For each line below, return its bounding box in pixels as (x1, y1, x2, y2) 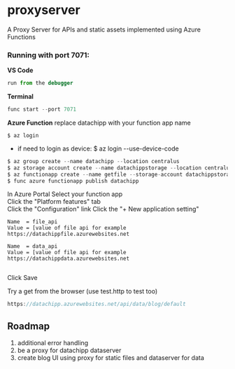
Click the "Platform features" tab (7, 197, 101, 206)
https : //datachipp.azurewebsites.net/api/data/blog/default (7, 300, 187, 308)
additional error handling (17, 339, 89, 347)
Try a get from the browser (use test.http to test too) (7, 287, 158, 295)
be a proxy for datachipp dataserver (17, 346, 122, 355)
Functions (7, 32, 36, 41)
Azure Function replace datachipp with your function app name (7, 118, 191, 127)
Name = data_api (7, 243, 58, 250)
